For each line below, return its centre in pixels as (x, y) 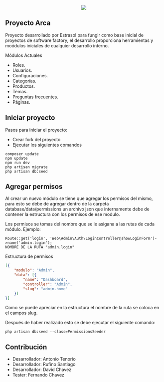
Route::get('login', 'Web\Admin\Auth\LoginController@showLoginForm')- (81, 239)
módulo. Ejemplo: (23, 229)
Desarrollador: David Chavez (42, 370)
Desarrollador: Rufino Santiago (44, 365)
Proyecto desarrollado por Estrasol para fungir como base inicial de (74, 35)
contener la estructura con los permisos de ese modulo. (63, 214)
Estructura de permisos (29, 256)
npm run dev (17, 163)
